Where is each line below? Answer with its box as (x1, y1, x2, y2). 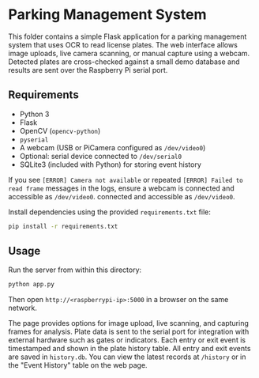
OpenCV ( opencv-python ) (19, 126, 101, 135)
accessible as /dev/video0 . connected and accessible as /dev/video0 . (8, 191, 235, 201)
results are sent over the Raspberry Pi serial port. (8, 65, 168, 74)
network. (8, 303, 38, 313)
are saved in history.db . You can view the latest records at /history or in (8, 352, 246, 361)
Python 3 (19, 109, 50, 119)
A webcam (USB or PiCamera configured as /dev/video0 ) (19, 142, 206, 152)
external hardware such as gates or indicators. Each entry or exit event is (8, 335, 246, 345)
